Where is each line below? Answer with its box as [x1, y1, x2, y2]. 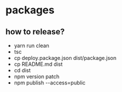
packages [5, 3, 55, 17]
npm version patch [13, 73, 60, 80]
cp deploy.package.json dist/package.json [13, 55, 117, 61]
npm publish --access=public [13, 79, 86, 86]
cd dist [13, 67, 31, 73]
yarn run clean [13, 42, 49, 49]
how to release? [5, 27, 65, 37]
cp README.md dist [13, 61, 63, 68]
